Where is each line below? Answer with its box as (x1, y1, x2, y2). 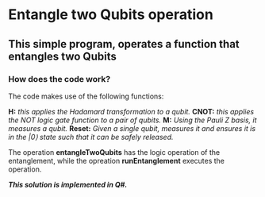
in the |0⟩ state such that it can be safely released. (8, 132, 174, 141)
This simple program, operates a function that (8, 37, 240, 51)
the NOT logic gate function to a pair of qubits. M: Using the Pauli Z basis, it (8, 115, 257, 125)
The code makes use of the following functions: (8, 91, 164, 101)
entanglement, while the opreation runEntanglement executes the (8, 156, 225, 165)
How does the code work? (8, 73, 111, 84)
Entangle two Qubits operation (8, 6, 214, 24)
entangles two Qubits (8, 49, 117, 63)
